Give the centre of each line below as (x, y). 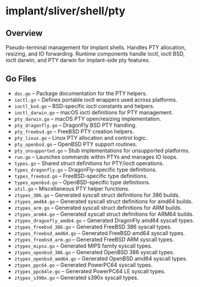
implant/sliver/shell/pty (66, 11)
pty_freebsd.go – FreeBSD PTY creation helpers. (74, 131)
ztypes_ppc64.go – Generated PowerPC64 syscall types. (84, 265)
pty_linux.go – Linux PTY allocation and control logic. (81, 138)
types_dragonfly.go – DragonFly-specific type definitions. (85, 169)
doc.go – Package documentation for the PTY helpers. (81, 93)
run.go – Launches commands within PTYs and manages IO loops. (96, 157)
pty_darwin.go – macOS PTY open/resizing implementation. (88, 118)
